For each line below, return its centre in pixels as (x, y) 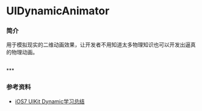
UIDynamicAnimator (58, 11)
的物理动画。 (22, 53)
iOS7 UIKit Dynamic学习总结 (50, 101)
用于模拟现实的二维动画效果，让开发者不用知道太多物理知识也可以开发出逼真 (101, 45)
